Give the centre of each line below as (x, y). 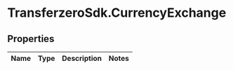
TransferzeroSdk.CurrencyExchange (117, 13)
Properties (31, 39)
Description (82, 58)
